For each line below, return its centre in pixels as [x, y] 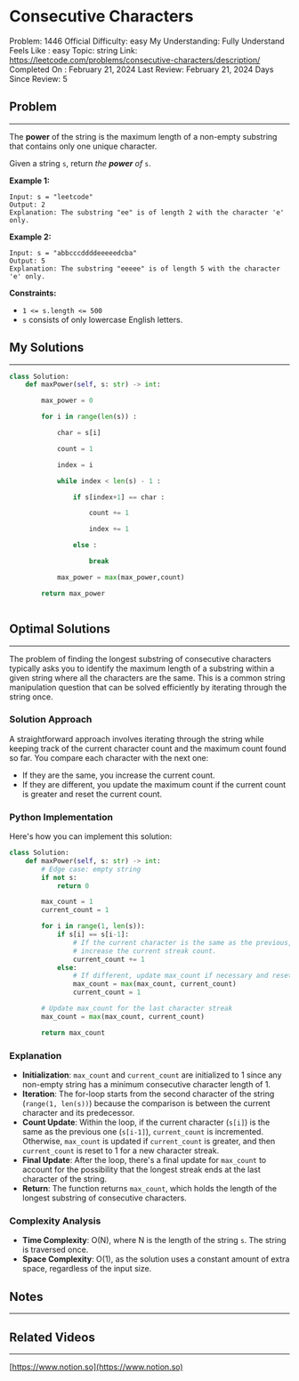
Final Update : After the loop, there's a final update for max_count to [144, 1160]
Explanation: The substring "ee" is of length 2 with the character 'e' [147, 212]
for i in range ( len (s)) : [89, 417]
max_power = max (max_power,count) [121, 577]
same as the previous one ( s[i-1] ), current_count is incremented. [143, 1132]
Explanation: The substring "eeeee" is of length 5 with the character [145, 269]
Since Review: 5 [39, 78]
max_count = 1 [67, 902]
